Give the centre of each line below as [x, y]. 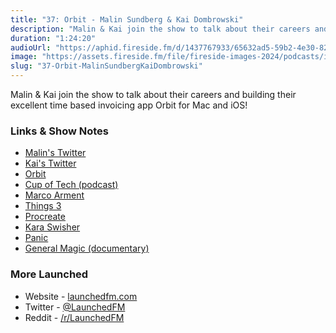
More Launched [49, 274]
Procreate [45, 217]
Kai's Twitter [50, 163]
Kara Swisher [52, 227]
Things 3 [43, 206]
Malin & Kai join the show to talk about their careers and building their [153, 94]
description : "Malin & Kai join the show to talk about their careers [160, 29]
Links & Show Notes [59, 131]
